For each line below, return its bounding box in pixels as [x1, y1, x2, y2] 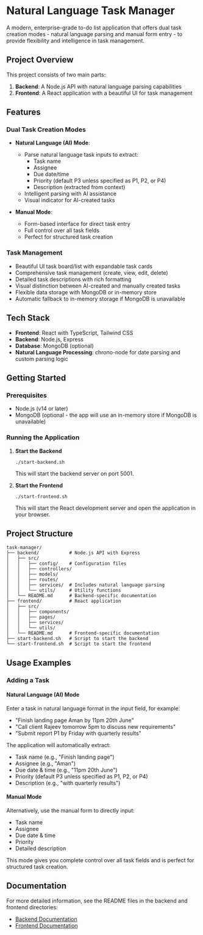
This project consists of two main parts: [6, 71, 106, 78]
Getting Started [6, 373, 66, 383]
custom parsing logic [15, 355, 68, 362]
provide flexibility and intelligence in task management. [6, 37, 145, 44]
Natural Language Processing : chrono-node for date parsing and [15, 348, 181, 356]
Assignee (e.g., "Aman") [15, 759, 76, 767]
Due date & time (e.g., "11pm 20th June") [15, 766, 118, 773]
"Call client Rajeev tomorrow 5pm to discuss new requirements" [15, 723, 176, 730]
